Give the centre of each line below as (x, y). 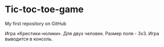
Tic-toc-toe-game (44, 9)
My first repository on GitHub (36, 24)
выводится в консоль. (29, 39)
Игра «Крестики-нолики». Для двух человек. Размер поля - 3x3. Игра (82, 33)
